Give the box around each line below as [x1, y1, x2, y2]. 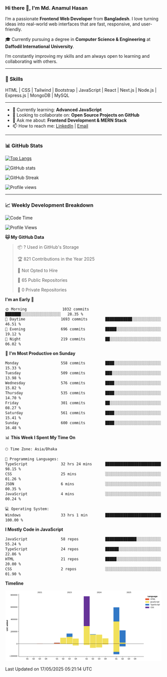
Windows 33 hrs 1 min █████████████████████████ [5, 513, 162, 518]
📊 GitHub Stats [5, 142, 43, 149]
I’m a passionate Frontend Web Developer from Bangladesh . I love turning [5, 16, 159, 22]
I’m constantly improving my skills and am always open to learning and [5, 53, 150, 59]
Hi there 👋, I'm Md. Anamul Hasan [5, 4, 88, 11]
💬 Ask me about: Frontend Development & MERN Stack [12, 117, 127, 123]
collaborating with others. [5, 58, 58, 64]
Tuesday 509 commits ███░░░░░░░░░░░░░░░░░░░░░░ [5, 371, 162, 376]
